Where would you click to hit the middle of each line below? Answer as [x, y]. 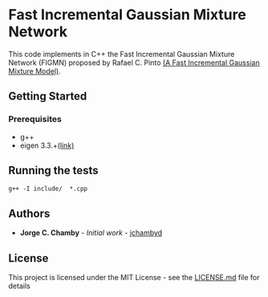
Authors [29, 213]
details [19, 286]
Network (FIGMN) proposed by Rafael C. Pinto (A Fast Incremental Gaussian [134, 63]
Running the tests [53, 171]
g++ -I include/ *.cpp [48, 189]
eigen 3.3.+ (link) [47, 145]
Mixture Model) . [35, 71]
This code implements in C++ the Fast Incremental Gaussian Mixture [122, 54]
